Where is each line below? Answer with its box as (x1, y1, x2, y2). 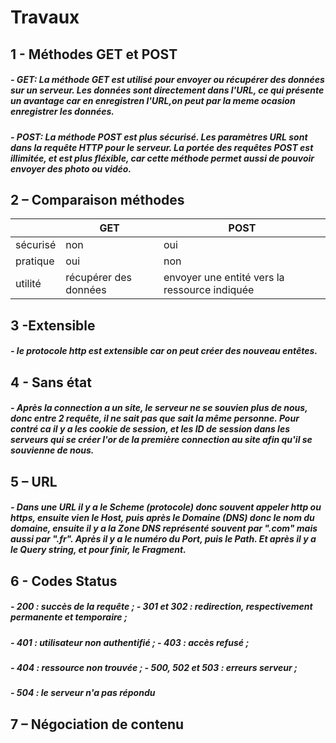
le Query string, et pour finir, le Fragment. (10, 544, 187, 556)
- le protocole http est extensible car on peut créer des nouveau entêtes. (10, 345, 318, 357)
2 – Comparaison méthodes (10, 191, 185, 208)
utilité (15, 277, 42, 291)
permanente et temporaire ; (10, 611, 128, 623)
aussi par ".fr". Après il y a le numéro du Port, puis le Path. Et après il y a (10, 533, 317, 545)
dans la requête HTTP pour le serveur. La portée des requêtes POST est (10, 141, 314, 153)
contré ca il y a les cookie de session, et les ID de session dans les (10, 423, 290, 435)
